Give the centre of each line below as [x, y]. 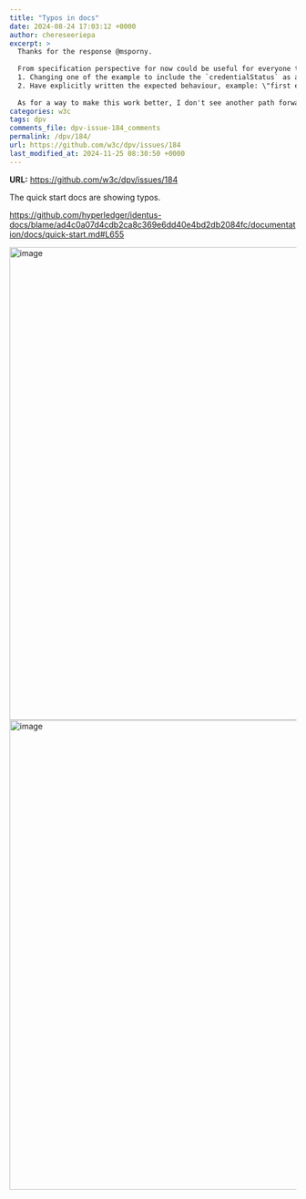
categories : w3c [40, 111]
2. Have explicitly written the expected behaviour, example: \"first [154, 86]
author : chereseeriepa [52, 35]
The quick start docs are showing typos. [85, 197]
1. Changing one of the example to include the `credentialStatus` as [154, 78]
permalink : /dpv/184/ [51, 137]
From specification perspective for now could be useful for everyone [154, 69]
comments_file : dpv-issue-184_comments [85, 129]
